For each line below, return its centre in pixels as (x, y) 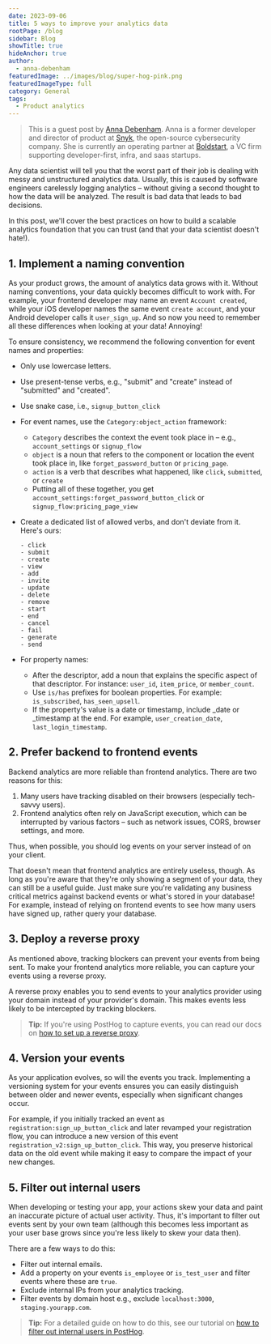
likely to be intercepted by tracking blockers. (83, 1008)
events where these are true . (68, 1282)
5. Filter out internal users (75, 1187)
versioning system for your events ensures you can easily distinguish (123, 1087)
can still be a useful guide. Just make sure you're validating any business (130, 887)
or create (48, 480)
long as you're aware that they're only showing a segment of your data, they (135, 878)
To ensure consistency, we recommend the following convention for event (132, 342)
